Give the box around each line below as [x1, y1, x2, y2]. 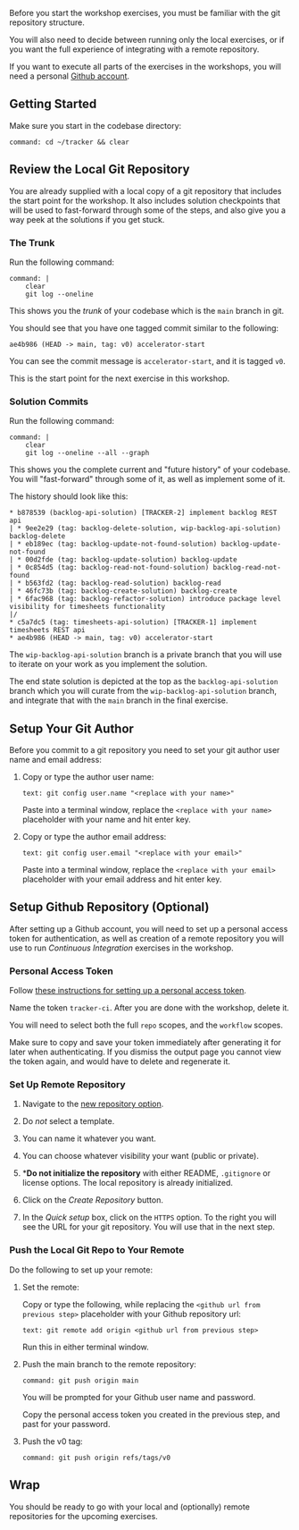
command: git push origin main [21, 1376, 139, 1385]
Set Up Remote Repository [9, 1078, 127, 1091]
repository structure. [9, 17, 85, 28]
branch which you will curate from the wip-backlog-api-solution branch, [9, 686, 278, 697]
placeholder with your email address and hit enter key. [21, 874, 222, 884]
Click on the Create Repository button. [21, 1195, 163, 1205]
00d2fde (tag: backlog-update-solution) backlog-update [25, 555, 238, 564]
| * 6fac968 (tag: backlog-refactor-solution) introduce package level [9, 595, 281, 604]
